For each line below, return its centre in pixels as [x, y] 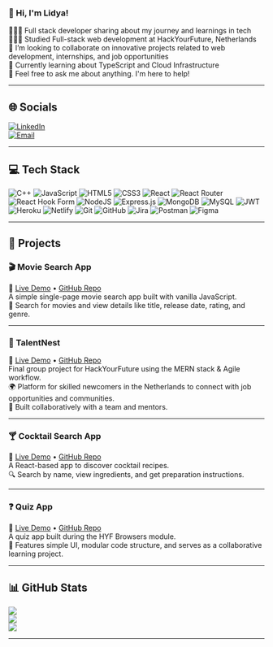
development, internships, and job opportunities [89, 57]
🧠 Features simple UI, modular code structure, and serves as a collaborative [135, 545]
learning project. [36, 554]
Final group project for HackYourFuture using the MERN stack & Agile [125, 368]
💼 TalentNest [35, 342]
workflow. [25, 377]
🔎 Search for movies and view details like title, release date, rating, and [127, 305]
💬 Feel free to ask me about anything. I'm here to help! [99, 74]
